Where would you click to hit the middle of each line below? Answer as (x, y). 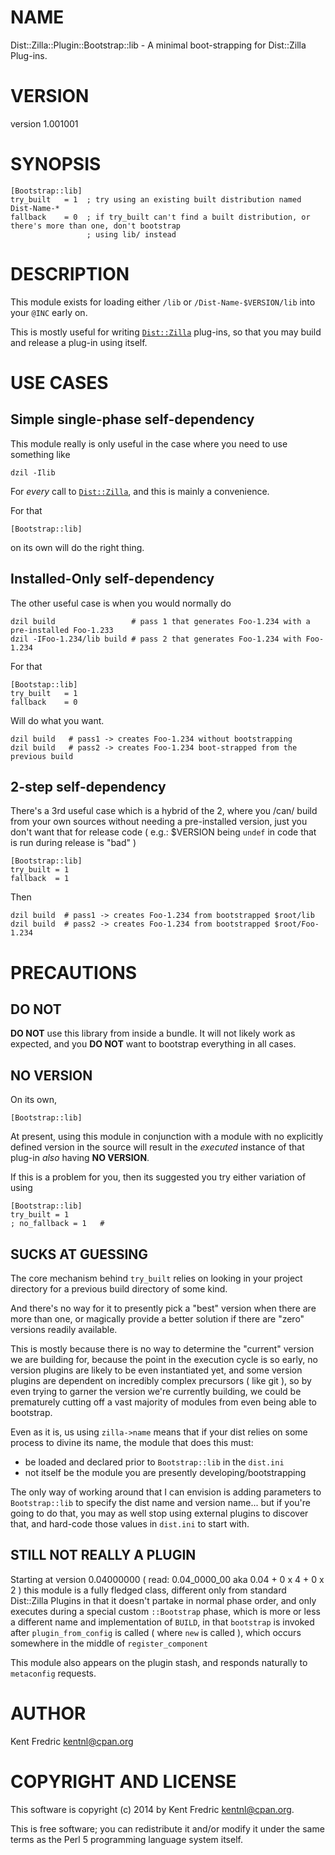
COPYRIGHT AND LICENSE (123, 1781)
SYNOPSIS (56, 164)
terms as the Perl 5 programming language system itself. (126, 1839)
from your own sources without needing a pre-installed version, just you (159, 822)
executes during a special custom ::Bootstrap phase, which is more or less (165, 1611)
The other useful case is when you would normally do (121, 603)
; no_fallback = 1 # (57, 1224)
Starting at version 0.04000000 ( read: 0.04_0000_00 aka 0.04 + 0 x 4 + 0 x (167, 1579)
